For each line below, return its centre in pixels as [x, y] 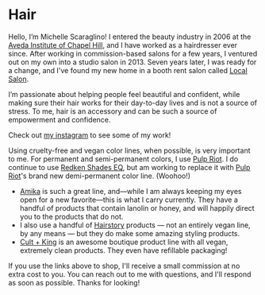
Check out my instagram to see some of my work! [90, 135]
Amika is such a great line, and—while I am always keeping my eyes [131, 191]
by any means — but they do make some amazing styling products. [130, 233]
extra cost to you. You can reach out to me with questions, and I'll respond [130, 274]
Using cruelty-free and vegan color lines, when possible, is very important [129, 150]
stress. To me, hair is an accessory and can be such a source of [113, 111]
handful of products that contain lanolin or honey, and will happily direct [137, 208]
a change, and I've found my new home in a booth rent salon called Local [128, 70]
